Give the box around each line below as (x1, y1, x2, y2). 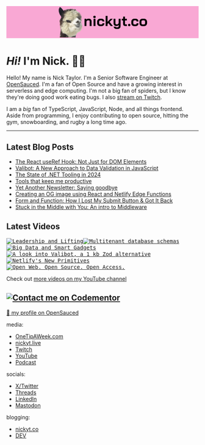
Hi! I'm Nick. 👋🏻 (6, 54, 86, 68)
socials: (6, 370, 26, 378)
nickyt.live (15, 339, 41, 346)
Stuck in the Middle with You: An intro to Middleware (15, 203, 148, 211)
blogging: (6, 413, 31, 421)
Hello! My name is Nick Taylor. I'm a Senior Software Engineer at (6, 74, 168, 82)
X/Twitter (15, 382, 38, 389)
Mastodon (15, 402, 41, 409)
